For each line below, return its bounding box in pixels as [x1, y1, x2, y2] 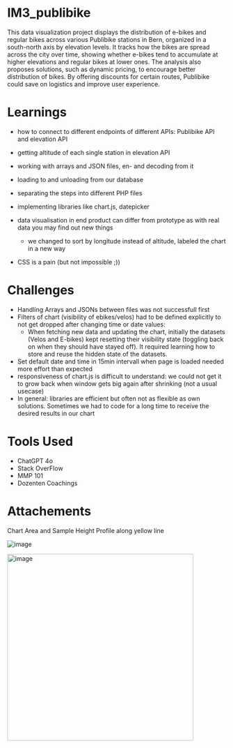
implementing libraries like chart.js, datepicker [17, 202, 150, 211]
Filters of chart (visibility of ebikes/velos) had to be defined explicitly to [17, 313, 221, 321]
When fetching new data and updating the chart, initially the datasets [27, 327, 225, 336]
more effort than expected [17, 364, 93, 373]
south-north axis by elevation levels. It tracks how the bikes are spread [7, 43, 210, 51]
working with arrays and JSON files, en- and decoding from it [17, 162, 194, 170]
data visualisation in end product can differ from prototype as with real [17, 216, 220, 224]
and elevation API [17, 135, 68, 143]
